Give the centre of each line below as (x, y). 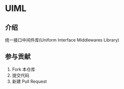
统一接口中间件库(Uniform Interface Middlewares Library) (62, 40)
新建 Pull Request (29, 81)
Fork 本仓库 (23, 69)
